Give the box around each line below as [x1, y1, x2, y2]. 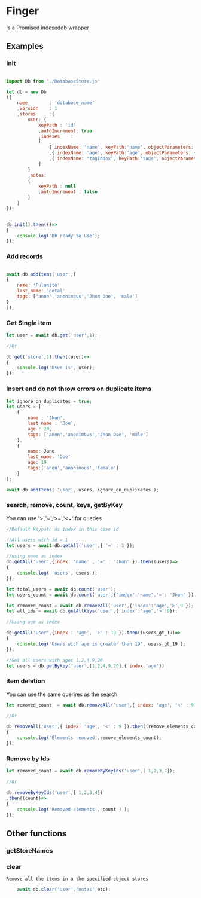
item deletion [6, 677, 45, 685]
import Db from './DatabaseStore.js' [6, 78, 100, 84]
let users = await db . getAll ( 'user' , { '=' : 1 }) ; [6, 542, 135, 548]
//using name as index [6, 553, 63, 560]
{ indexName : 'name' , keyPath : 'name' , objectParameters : [48, 145, 194, 151]
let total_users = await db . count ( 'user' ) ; [6, 586, 117, 592]
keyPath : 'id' [38, 122, 77, 128]
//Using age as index [6, 619, 60, 625]
